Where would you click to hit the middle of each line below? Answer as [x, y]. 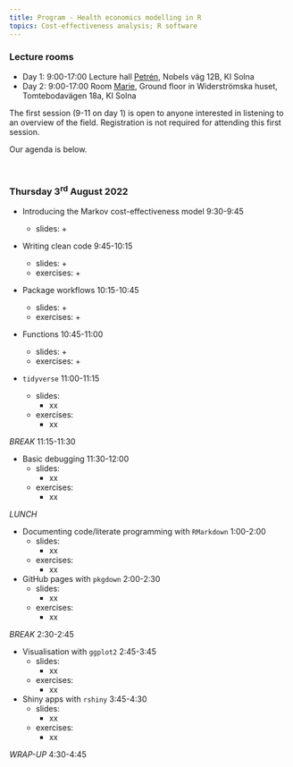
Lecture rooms [42, 57]
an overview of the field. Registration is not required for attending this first [145, 122]
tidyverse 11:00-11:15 [61, 378]
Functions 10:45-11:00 [63, 334]
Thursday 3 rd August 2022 [69, 190]
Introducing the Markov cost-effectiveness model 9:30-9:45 [133, 211]
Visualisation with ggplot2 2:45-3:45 [89, 651]
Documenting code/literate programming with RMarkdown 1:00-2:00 [144, 531]
